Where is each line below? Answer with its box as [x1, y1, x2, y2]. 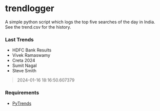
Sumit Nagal [12, 63, 37, 68]
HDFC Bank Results [12, 47, 52, 53]
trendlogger [5, 3, 55, 14]
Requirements [5, 89, 40, 96]
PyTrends [12, 100, 32, 106]
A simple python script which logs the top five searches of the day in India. [5, 19, 155, 25]
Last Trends [5, 36, 34, 43]
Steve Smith [12, 68, 37, 74]
